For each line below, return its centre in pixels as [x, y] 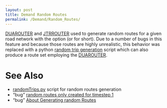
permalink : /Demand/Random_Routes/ [43, 19]
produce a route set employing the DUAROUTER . [56, 55]
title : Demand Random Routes [36, 15]
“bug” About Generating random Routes [54, 100]
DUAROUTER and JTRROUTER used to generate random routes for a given [83, 34]
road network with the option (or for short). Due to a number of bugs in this [84, 39]
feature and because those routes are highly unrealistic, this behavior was [82, 44]
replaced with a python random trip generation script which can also [77, 50]
